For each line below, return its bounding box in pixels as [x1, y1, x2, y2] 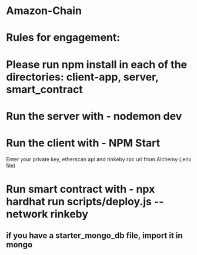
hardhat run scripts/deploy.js [6, 195, 152, 208]
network [6, 207, 48, 220]
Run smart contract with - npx [6, 182, 155, 196]
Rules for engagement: [6, 31, 121, 45]
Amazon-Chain [6, 4, 82, 18]
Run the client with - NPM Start [6, 136, 161, 149]
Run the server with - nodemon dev [6, 110, 182, 123]
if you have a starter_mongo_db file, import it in [6, 230, 183, 241]
